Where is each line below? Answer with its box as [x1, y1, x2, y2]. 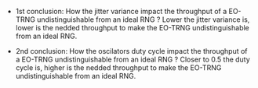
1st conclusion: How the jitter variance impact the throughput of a [15, 7, 227, 16]
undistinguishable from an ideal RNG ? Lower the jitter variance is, [36, 15, 250, 24]
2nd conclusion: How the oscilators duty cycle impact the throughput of [15, 47, 249, 55]
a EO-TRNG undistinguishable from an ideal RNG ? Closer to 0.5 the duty [15, 55, 251, 64]
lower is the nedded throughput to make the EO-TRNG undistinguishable [15, 23, 249, 32]
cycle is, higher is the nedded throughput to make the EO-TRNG [15, 63, 222, 72]
